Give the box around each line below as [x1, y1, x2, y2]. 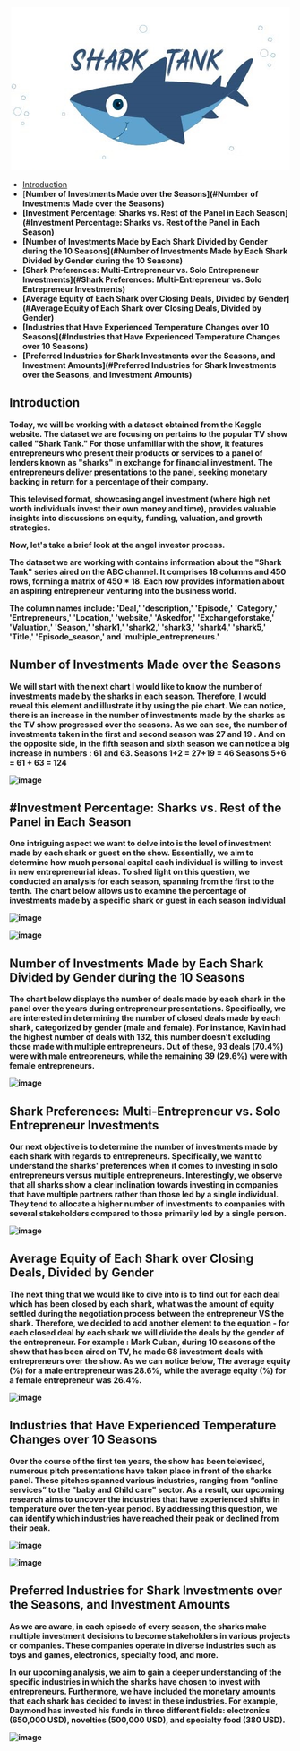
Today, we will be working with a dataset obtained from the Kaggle [9, 419, 262, 430]
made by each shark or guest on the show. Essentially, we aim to [9, 847, 254, 858]
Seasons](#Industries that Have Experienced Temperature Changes [21, 331, 281, 342]
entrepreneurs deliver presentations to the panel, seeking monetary [9, 467, 268, 477]
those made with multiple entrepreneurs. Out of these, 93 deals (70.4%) [9, 1042, 284, 1052]
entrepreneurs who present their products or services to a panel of [9, 447, 263, 459]
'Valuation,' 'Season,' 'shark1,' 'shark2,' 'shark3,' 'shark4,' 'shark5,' [9, 622, 267, 632]
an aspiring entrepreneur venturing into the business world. [9, 585, 237, 596]
